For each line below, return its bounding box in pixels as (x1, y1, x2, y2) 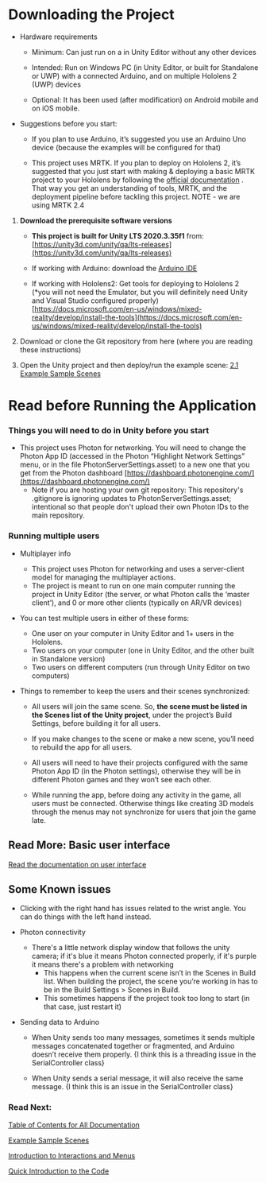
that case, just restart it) (43, 1002, 121, 1011)
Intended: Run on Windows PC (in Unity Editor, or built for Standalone (31, 62, 259, 72)
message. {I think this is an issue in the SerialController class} (31, 1082, 233, 1092)
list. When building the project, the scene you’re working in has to (43, 976, 258, 987)
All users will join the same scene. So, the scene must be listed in (31, 701, 248, 711)
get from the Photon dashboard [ (19, 468, 128, 478)
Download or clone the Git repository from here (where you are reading (19, 336, 253, 346)
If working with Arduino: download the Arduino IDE (31, 263, 198, 273)
